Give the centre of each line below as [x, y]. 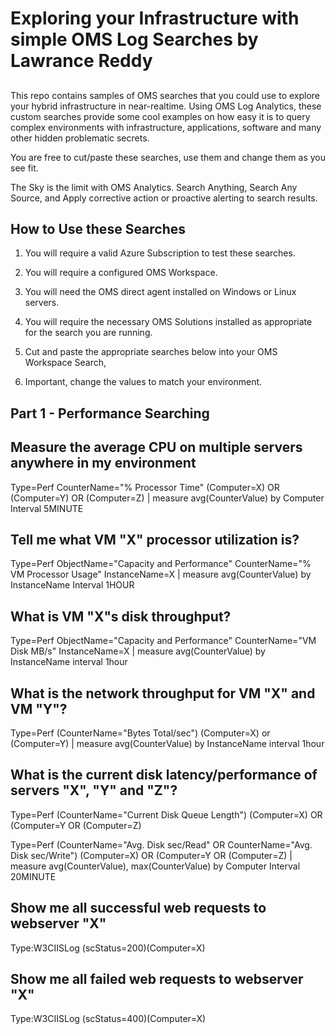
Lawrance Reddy [81, 61]
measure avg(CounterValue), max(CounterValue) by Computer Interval [155, 866]
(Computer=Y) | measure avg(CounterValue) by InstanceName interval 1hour [167, 744]
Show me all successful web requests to [138, 908]
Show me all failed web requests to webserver [157, 979]
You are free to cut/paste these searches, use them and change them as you [168, 157]
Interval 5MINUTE [47, 508]
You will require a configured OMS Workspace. [121, 273]
